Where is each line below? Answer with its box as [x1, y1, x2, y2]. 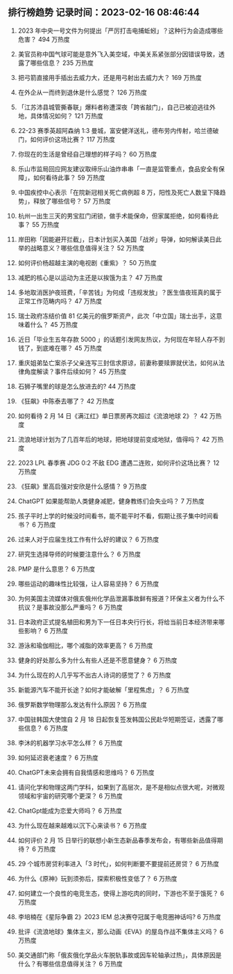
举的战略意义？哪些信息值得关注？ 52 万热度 [17, 243, 145, 252]
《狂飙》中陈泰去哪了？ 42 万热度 [17, 397, 115, 405]
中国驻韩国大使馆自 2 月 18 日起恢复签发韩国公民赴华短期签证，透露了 [17, 715, 218, 724]
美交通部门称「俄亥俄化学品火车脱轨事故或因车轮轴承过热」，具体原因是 [17, 950, 222, 959]
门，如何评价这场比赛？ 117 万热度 [17, 135, 115, 143]
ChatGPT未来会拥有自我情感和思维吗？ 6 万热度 [17, 768, 155, 776]
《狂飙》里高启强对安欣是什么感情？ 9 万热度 [17, 482, 148, 490]
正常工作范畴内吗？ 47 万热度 [17, 296, 103, 305]
